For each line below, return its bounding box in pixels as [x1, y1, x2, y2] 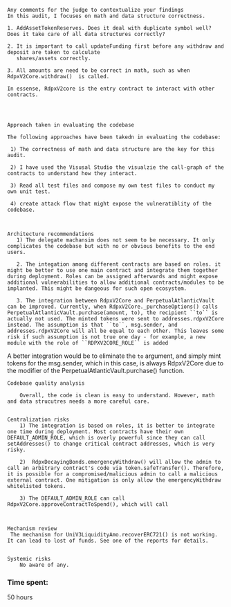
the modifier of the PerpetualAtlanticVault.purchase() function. [7, 367, 185, 374]
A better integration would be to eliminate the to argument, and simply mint [7, 352, 221, 360]
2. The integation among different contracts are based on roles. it [16, 261, 221, 268]
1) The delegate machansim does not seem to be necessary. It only [16, 237, 215, 244]
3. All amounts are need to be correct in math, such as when [7, 67, 190, 74]
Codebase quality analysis [7, 380, 85, 387]
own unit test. [7, 188, 51, 195]
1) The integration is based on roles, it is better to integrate [19, 422, 215, 429]
